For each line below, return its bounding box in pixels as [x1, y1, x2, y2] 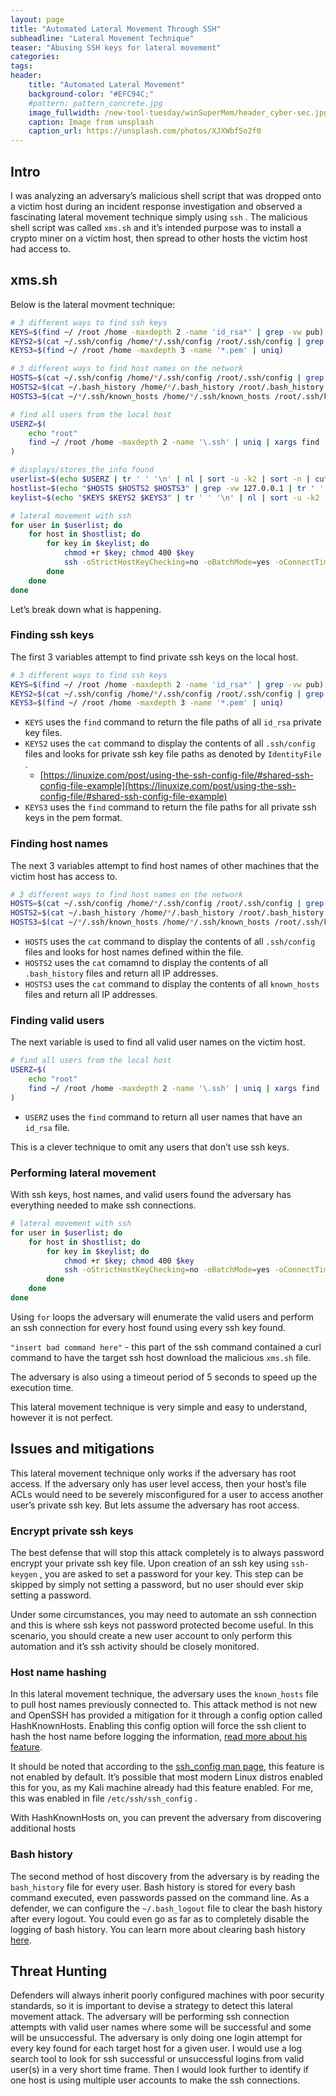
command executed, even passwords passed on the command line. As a [10, 1891, 310, 1903]
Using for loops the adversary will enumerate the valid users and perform [10, 1311, 315, 1323]
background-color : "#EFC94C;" [28, 89, 155, 99]
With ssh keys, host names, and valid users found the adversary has [10, 1189, 292, 1201]
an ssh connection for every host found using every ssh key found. [10, 1321, 287, 1333]
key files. [24, 727, 63, 739]
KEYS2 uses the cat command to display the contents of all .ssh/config [24, 737, 316, 750]
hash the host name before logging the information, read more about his [10, 1731, 308, 1743]
